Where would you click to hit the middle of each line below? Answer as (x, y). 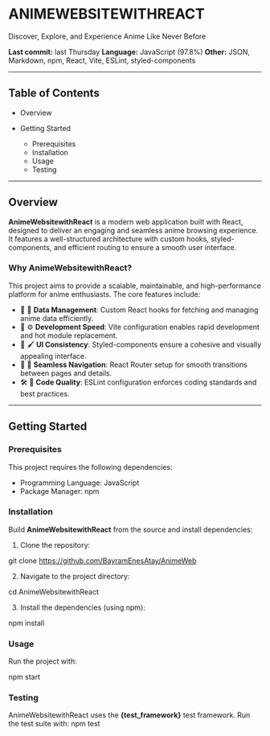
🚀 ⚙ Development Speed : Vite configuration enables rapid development (139, 327)
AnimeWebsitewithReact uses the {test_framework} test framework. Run (129, 715)
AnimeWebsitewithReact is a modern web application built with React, (126, 221)
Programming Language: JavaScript (80, 483)
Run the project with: (43, 661)
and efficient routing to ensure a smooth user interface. (145, 247)
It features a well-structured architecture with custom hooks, (108, 239)
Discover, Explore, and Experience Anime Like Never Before (107, 36)
